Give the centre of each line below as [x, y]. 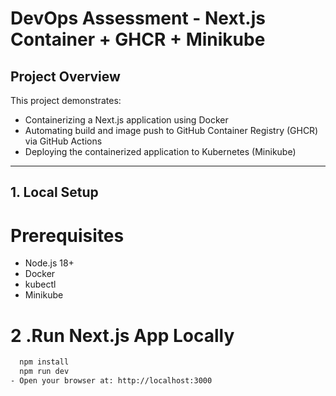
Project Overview [65, 76]
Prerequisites [67, 235]
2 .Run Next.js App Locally [122, 335]
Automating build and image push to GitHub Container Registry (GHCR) [171, 130]
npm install [44, 362]
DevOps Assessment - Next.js [138, 18]
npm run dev [44, 372]
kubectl [40, 284]
